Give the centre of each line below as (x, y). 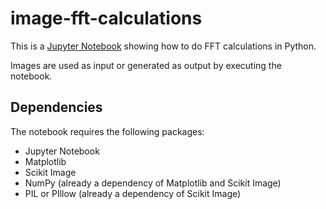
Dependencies (56, 107)
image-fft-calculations (106, 18)
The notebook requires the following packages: (107, 131)
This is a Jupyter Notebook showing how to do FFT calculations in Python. (163, 46)
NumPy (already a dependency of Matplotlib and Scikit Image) (153, 183)
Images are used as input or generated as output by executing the (146, 65)
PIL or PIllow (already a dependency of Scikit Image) (133, 193)
